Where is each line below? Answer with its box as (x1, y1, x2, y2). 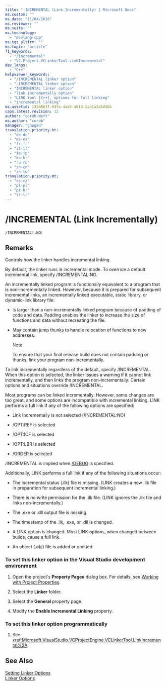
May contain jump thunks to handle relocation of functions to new (12, 327, 147, 333)
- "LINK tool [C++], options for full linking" (9, 95, 110, 100)
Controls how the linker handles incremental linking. (5, 257, 111, 263)
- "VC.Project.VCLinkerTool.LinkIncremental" (9, 58, 106, 63)
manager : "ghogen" (5, 123, 43, 128)
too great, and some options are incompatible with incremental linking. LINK (5, 397, 160, 403)
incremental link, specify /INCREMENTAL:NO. (5, 272, 98, 278)
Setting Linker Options (5, 670, 51, 676)
